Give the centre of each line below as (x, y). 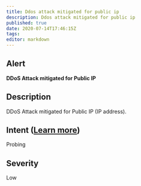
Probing (16, 145)
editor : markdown (28, 39)
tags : (13, 34)
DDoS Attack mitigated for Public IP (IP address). (67, 111)
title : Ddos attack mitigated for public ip (63, 12)
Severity (22, 163)
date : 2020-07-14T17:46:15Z (41, 28)
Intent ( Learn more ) (43, 130)
